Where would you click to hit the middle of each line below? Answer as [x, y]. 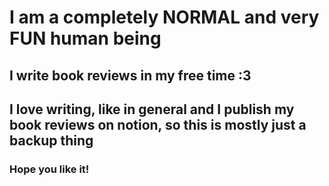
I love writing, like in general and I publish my [152, 109]
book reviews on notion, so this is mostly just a [158, 124]
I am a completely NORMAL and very [164, 17]
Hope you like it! [49, 169]
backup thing [51, 140]
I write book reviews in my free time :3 [130, 75]
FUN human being [85, 38]
